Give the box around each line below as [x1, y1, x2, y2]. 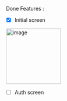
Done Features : [6, 5, 45, 12]
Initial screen [14, 17, 45, 23]
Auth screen [14, 89, 44, 96]
